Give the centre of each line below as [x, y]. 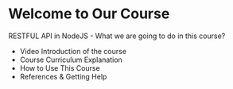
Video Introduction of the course [73, 51]
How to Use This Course [60, 68]
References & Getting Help [63, 76]
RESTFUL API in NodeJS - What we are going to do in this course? [117, 36]
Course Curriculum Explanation [71, 60]
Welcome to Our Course [89, 14]
